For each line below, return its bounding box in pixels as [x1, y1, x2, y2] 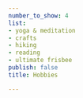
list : [8, 19, 26, 27]
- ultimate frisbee [8, 57, 73, 65]
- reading [8, 49, 41, 57]
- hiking [8, 41, 37, 49]
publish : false [8, 64, 58, 72]
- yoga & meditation [8, 26, 77, 34]
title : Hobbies [8, 71, 58, 79]
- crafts [8, 33, 37, 42]
